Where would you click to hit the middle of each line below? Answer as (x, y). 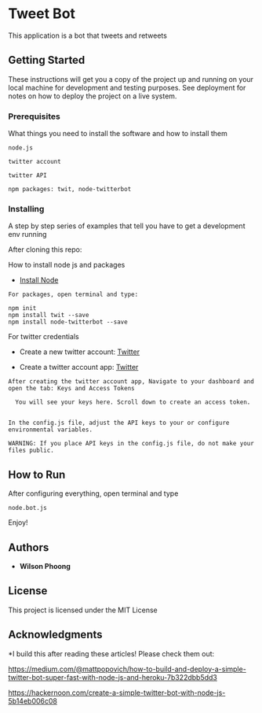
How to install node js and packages (67, 265)
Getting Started (47, 60)
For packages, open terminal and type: (73, 295)
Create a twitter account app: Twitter (79, 368)
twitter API (27, 175)
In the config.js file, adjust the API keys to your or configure (119, 423)
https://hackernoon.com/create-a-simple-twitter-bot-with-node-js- (117, 693)
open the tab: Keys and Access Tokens (71, 389)
